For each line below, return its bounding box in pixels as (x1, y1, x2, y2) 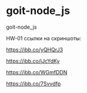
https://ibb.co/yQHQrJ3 (6, 46, 63, 53)
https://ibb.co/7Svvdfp (6, 80, 61, 87)
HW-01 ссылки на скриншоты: (6, 35, 82, 42)
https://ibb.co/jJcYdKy (6, 57, 60, 64)
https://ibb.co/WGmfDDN (6, 68, 68, 75)
